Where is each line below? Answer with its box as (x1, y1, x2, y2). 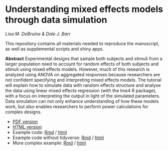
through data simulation (5, 14, 107, 26)
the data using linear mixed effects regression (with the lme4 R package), (5, 87, 157, 93)
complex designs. (5, 109, 42, 115)
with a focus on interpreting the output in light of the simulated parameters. (5, 93, 160, 99)
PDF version (12, 118, 38, 124)
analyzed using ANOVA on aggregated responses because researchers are (5, 71, 160, 77)
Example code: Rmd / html (12, 129, 67, 135)
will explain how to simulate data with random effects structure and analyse (5, 82, 161, 88)
